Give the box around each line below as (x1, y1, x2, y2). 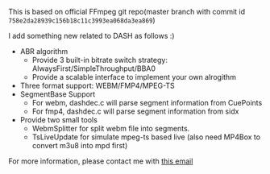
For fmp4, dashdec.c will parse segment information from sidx (31, 106, 239, 116)
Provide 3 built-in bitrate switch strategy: (31, 56, 168, 64)
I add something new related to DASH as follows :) (8, 31, 175, 40)
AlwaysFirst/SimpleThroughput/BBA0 (31, 64, 156, 73)
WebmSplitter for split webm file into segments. (31, 124, 190, 133)
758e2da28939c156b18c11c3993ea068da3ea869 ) (8, 15, 156, 25)
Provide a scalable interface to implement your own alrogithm (31, 72, 236, 81)
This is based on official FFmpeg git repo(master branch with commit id (8, 7, 246, 16)
